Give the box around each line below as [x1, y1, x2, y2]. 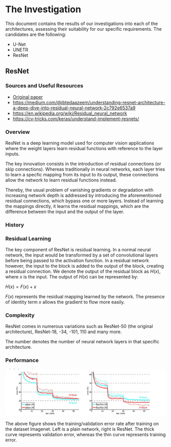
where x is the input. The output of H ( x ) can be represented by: [5, 274, 139, 280]
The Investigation [5, 4, 82, 15]
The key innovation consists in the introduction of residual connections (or [5, 160, 162, 167]
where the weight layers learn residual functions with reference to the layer [5, 145, 163, 151]
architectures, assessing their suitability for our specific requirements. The [5, 26, 162, 32]
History [5, 221, 25, 228]
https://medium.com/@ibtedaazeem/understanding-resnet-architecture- [12, 99, 165, 105]
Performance [5, 357, 39, 364]
